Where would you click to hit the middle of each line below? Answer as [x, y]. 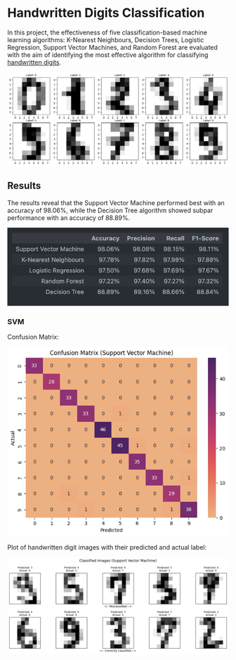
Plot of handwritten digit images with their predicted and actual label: [107, 547]
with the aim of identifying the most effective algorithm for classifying [108, 55]
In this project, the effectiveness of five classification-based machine [107, 32]
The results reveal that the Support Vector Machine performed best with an [116, 202]
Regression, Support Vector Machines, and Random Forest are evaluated [112, 47]
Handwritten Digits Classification [106, 13]
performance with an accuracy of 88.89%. [69, 218]
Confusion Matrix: [33, 337]
